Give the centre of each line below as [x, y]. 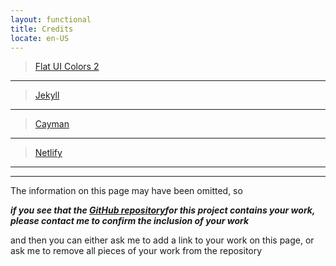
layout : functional [51, 19]
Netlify [48, 153]
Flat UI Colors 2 [67, 67]
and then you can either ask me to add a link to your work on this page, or [162, 240]
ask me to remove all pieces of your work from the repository [136, 251]
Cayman [52, 124]
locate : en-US [40, 38]
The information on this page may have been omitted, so [126, 191]
